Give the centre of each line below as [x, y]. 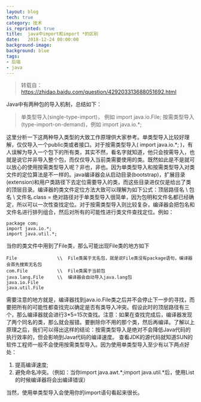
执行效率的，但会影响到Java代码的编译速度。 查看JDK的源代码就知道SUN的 [100, 337]
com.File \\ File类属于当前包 [56, 271]
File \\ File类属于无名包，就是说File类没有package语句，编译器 [99, 258]
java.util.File [25, 288]
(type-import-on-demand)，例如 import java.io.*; [81, 125]
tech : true [20, 17]
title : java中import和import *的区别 [52, 34]
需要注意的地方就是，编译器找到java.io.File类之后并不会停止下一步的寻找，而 [100, 300]
